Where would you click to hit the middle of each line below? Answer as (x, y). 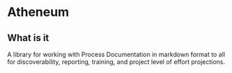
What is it (28, 38)
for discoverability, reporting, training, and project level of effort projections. (116, 62)
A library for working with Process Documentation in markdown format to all (116, 54)
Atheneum (38, 12)
